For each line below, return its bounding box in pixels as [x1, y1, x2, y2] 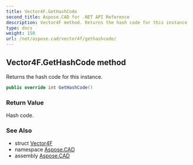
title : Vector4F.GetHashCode [6, 8, 77, 15]
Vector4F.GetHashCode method [6, 58, 126, 68]
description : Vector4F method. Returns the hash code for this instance [6, 19, 188, 25]
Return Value [6, 98, 44, 106]
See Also [6, 126, 32, 134]
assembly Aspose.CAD [14, 152, 70, 159]
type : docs [6, 25, 33, 31]
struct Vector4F [14, 140, 53, 147]
